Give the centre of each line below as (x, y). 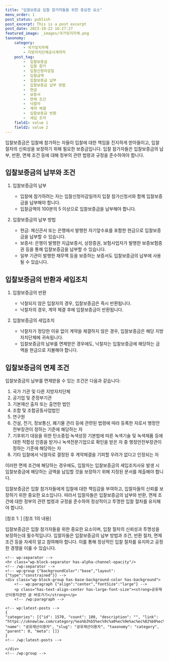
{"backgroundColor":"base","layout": (76, 571)
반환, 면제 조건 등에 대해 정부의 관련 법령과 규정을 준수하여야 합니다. (78, 155)
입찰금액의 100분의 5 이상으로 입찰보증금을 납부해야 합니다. (78, 209)
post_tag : (25, 57)
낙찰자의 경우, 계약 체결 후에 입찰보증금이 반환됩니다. (72, 310)
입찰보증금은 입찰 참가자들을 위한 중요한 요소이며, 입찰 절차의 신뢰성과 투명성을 (82, 529)
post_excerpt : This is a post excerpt (46, 24)
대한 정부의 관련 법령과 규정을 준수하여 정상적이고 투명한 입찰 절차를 (81, 501)
